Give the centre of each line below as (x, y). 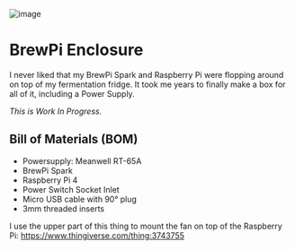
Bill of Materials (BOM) (74, 139)
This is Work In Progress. (56, 111)
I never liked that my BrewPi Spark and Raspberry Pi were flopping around (147, 74)
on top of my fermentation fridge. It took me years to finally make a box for (147, 84)
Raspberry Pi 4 (50, 180)
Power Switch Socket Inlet (71, 189)
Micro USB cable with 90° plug (80, 199)
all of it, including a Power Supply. (72, 93)
